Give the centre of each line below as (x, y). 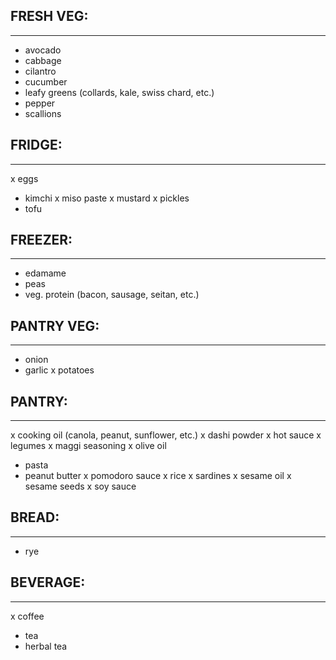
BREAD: (35, 517)
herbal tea (46, 646)
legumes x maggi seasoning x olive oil (88, 446)
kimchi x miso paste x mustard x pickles (107, 198)
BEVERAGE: (48, 582)
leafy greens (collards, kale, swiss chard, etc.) (119, 92)
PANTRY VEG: (55, 325)
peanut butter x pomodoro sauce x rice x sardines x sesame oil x (158, 476)
